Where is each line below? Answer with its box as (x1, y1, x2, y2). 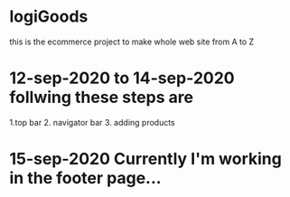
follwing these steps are (9, 88, 194, 108)
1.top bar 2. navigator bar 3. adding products (9, 117, 176, 127)
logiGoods (9, 6, 89, 27)
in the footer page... (9, 168, 162, 189)
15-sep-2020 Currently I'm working (9, 149, 282, 169)
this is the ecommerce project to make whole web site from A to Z (9, 36, 255, 47)
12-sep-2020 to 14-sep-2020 (9, 68, 235, 89)
